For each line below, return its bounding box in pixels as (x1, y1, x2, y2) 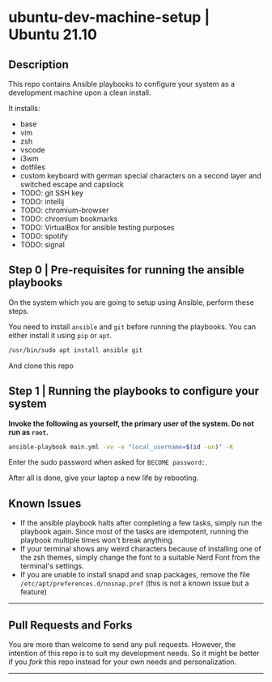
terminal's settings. (19, 561, 84, 571)
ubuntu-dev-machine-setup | (8, 8, 210, 27)
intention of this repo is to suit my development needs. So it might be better (8, 649, 260, 658)
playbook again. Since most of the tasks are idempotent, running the (19, 527, 249, 537)
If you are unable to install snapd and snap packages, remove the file (19, 570, 251, 580)
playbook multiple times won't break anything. (19, 535, 175, 545)
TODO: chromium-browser (19, 205, 109, 215)
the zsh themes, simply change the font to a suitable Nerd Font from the (19, 552, 261, 563)
